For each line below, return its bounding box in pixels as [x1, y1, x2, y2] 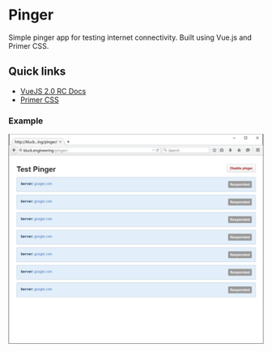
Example [8, 115, 44, 127]
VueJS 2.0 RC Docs [19, 86, 87, 96]
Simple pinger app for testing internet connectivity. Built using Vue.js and [8, 32, 253, 42]
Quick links [8, 65, 66, 79]
